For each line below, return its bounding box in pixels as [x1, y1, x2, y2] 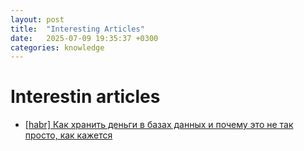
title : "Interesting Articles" [10, 24, 145, 34]
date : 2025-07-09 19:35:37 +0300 [10, 33, 159, 43]
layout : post [10, 14, 65, 25]
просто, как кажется [24, 129, 113, 141]
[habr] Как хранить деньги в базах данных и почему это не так [24, 119, 294, 131]
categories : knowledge [10, 42, 105, 53]
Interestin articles [10, 86, 161, 108]
